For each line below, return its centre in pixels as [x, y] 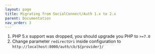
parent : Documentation [28, 18]
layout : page [18, 9]
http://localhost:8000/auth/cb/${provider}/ [58, 47]
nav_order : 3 [18, 23]
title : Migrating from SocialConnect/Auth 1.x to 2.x [61, 14]
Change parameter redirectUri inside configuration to [67, 42]
